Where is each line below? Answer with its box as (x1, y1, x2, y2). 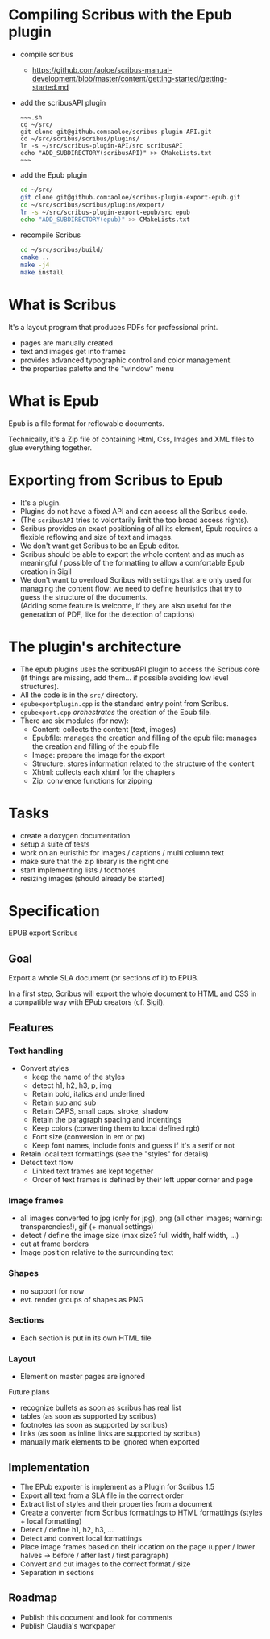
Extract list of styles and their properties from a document (19, 1499, 213, 1508)
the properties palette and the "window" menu (19, 363, 175, 373)
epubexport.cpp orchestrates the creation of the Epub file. (19, 707, 212, 717)
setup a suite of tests (19, 839, 90, 849)
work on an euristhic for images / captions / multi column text (19, 847, 224, 857)
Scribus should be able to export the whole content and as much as (19, 549, 245, 558)
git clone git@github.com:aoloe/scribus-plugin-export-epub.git (19, 193, 241, 201)
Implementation (8, 1461, 90, 1474)
